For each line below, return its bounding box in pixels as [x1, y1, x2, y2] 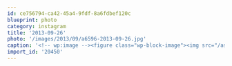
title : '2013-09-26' [7, 29, 67, 36]
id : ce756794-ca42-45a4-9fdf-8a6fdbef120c [7, 10, 131, 17]
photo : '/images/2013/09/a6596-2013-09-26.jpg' [7, 36, 147, 43]
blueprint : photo [7, 16, 57, 23]
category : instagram [7, 23, 67, 30]
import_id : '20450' [7, 49, 64, 56]
